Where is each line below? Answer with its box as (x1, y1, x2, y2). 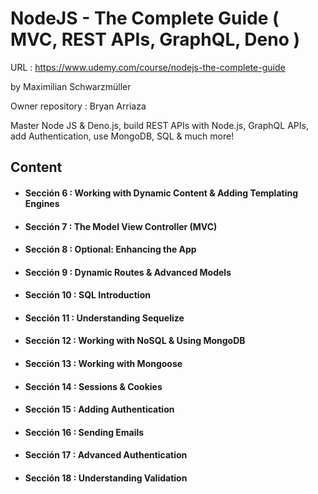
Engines (24, 197, 60, 209)
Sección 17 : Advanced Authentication (24, 449, 188, 461)
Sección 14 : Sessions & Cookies (24, 380, 163, 392)
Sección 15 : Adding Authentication (24, 403, 175, 416)
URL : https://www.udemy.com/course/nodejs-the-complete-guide (10, 61, 286, 73)
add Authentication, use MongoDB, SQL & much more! (10, 130, 235, 142)
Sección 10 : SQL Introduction (24, 289, 151, 301)
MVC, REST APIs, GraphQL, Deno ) (10, 28, 301, 51)
